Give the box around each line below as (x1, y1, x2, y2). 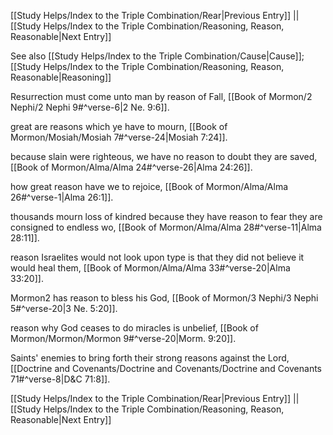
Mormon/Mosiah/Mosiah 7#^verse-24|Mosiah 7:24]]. (10, 131, 228, 143)
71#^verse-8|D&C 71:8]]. (10, 373, 111, 385)
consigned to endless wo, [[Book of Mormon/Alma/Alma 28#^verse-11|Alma (10, 221, 322, 233)
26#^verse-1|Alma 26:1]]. (10, 191, 114, 203)
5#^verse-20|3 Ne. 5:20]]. (10, 303, 118, 314)
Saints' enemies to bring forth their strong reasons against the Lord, (10, 352, 290, 364)
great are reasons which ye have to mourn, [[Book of (10, 121, 228, 132)
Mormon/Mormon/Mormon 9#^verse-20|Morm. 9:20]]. (10, 333, 237, 344)
